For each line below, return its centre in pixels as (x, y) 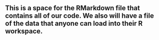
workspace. (24, 31)
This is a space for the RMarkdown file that (73, 8)
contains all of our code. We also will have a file (80, 16)
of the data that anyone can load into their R (74, 23)
